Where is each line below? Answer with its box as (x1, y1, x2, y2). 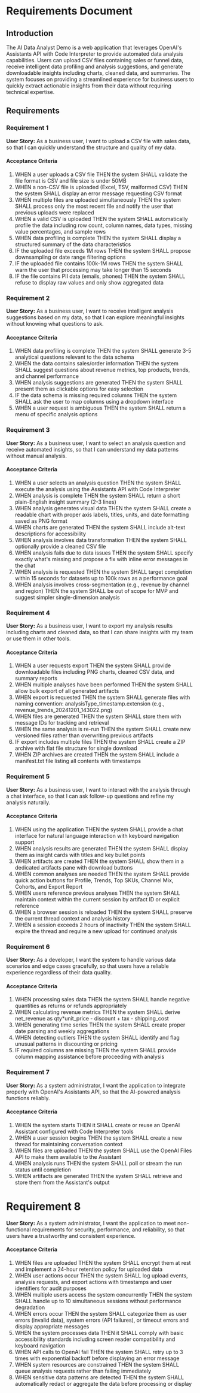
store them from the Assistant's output (14, 1179, 110, 1186)
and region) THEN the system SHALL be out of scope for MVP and (14, 587, 179, 594)
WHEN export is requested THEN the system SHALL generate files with (14, 694, 190, 701)
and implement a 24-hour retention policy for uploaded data (14, 1265, 163, 1273)
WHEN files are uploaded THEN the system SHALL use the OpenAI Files (14, 1147, 192, 1154)
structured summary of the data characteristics (14, 241, 131, 248)
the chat (14, 562, 36, 569)
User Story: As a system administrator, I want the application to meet (6, 1219, 176, 1227)
